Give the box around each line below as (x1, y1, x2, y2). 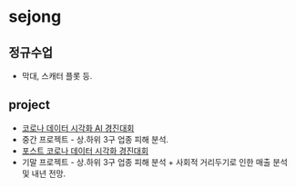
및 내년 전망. (21, 168, 66, 179)
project (8, 97, 51, 113)
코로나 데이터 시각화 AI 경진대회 (21, 123, 135, 133)
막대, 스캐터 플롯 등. (21, 71, 93, 81)
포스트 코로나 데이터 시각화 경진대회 (21, 145, 149, 156)
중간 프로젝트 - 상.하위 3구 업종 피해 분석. (21, 133, 169, 144)
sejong (8, 6, 62, 27)
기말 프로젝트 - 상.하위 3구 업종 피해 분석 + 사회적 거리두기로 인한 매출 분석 (21, 156, 288, 167)
